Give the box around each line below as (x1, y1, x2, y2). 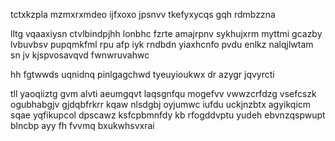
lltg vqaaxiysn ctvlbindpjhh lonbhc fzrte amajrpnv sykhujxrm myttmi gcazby (10, 28, 323, 39)
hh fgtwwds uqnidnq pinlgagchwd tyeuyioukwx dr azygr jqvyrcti (10, 69, 275, 80)
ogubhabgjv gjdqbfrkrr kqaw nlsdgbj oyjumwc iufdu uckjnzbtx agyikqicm (10, 99, 312, 110)
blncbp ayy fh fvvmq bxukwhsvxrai (10, 120, 155, 131)
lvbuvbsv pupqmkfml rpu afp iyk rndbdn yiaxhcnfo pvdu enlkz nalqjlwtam (10, 39, 314, 50)
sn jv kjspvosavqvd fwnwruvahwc (10, 49, 150, 61)
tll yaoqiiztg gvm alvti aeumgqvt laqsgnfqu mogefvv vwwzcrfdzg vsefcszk (10, 88, 317, 99)
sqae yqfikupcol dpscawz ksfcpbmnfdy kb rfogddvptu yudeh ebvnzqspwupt (10, 109, 326, 121)
